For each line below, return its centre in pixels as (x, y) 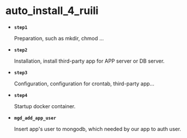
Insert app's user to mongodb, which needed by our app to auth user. (98, 129)
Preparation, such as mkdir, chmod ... (59, 38)
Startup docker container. (45, 106)
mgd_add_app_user (35, 118)
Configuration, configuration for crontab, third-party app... (84, 84)
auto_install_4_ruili (52, 11)
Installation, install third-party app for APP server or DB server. (89, 61)
